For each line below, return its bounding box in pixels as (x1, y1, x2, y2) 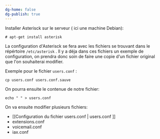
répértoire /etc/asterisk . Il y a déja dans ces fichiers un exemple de (5, 48, 144, 54)
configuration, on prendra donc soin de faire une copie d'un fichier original (5, 53, 155, 59)
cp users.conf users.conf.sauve (5, 78, 71, 82)
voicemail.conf (12, 124, 42, 130)
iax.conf (12, 129, 29, 135)
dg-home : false (5, 7, 36, 12)
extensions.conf (12, 119, 45, 124)
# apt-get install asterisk (5, 35, 62, 40)
